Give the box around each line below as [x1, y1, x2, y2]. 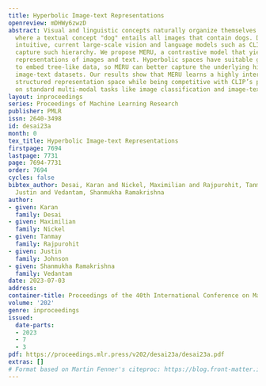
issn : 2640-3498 [8, 115, 62, 123]
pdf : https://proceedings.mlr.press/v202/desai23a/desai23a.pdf [8, 350, 225, 359]
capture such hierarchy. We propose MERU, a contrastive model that [15, 48, 246, 56]
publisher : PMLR [8, 108, 62, 116]
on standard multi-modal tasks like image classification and [15, 85, 225, 94]
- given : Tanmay [8, 233, 62, 241]
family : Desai [15, 211, 62, 219]
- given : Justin [8, 247, 62, 255]
